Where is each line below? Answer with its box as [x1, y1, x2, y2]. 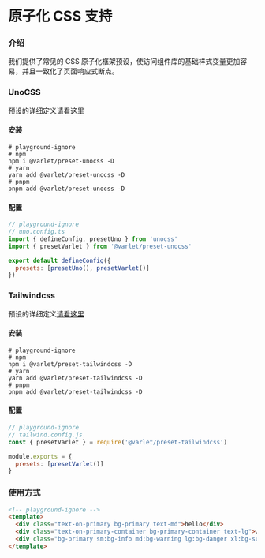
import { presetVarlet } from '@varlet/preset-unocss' [8, 242, 192, 250]
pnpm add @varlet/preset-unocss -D [8, 185, 125, 193]
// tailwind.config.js [8, 431, 83, 439]
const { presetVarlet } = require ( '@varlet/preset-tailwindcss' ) [8, 438, 227, 446]
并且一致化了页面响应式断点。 [21, 66, 119, 76]
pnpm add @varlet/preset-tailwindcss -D [8, 388, 144, 395]
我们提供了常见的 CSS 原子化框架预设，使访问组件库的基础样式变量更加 [8, 57, 241, 66]
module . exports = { [8, 452, 73, 460]
